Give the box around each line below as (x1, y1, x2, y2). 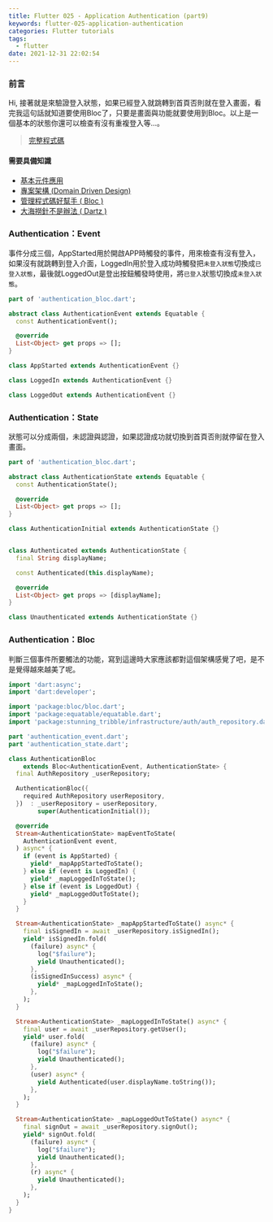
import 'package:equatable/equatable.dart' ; (8, 711, 162, 719)
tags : (8, 34, 27, 43)
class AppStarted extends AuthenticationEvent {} (8, 362, 180, 370)
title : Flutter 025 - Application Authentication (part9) (8, 11, 209, 20)
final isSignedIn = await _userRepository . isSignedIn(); (23, 928, 220, 936)
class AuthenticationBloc (8, 755, 96, 763)
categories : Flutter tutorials (8, 27, 115, 35)
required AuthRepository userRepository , (23, 792, 165, 801)
